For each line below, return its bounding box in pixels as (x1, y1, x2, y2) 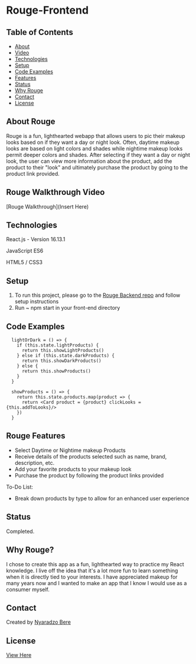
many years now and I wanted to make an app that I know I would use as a (6, 579, 187, 586)
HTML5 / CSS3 (6, 259, 43, 266)
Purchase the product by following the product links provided (14, 471, 164, 479)
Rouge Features (6, 431, 66, 441)
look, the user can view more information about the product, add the (6, 158, 172, 165)
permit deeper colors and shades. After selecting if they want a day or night (6, 151, 191, 158)
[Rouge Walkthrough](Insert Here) (6, 203, 89, 210)
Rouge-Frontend (6, 4, 89, 17)
